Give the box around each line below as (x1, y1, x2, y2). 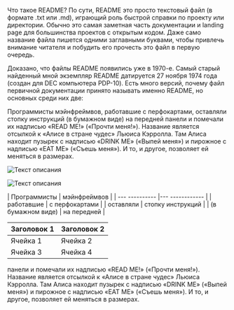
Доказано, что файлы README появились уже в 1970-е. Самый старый (7, 64, 221, 72)
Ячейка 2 (60, 236, 92, 246)
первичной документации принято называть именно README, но (7, 87, 203, 94)
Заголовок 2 (60, 224, 105, 234)
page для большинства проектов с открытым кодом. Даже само (7, 28, 202, 36)
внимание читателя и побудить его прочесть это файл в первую (7, 43, 200, 51)
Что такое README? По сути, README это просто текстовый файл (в (7, 6, 213, 14)
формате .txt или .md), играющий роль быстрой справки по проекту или (7, 13, 224, 22)
